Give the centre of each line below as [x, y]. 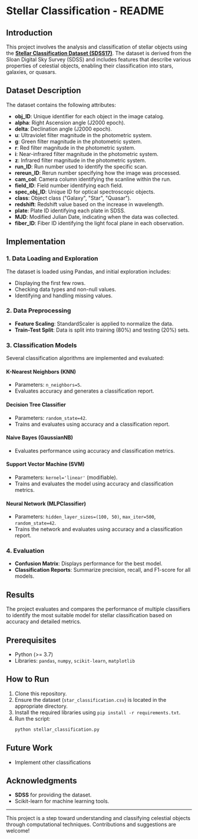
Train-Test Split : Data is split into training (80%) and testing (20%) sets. [102, 330]
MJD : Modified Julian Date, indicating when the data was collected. [97, 216]
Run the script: [32, 718]
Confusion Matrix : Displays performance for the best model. [88, 563]
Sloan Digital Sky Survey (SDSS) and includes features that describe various [99, 59]
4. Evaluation [25, 551]
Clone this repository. [41, 694]
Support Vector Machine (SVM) [45, 464]
